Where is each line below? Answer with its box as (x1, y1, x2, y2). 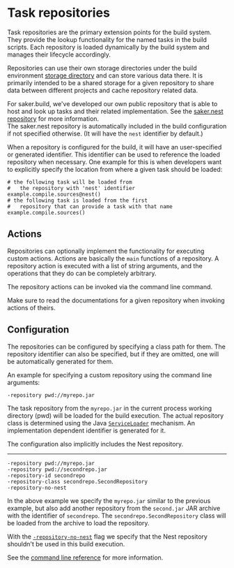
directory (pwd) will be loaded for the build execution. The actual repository (7, 411, 224, 420)
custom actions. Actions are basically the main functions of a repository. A (7, 254, 219, 263)
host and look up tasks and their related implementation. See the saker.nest (7, 107, 224, 115)
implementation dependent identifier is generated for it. (7, 426, 166, 435)
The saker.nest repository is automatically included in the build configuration (7, 122, 227, 130)
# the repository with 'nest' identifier (7, 184, 136, 191)
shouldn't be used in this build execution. (7, 539, 125, 548)
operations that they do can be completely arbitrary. (7, 269, 157, 277)
